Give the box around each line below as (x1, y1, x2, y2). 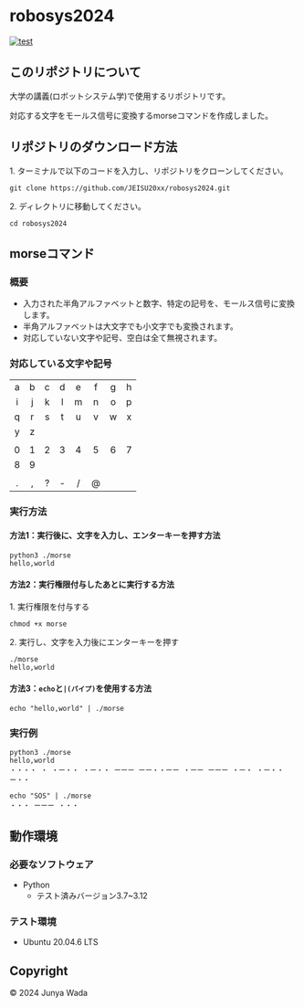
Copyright (9, 963, 68, 979)
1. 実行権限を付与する (9, 600, 89, 612)
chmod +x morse (9, 619, 68, 629)
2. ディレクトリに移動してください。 (9, 200, 146, 211)
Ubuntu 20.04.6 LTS (22, 937, 99, 948)
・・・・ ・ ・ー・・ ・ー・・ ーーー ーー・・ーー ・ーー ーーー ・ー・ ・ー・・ (9, 766, 285, 775)
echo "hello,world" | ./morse (9, 705, 125, 714)
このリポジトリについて (9, 65, 142, 80)
